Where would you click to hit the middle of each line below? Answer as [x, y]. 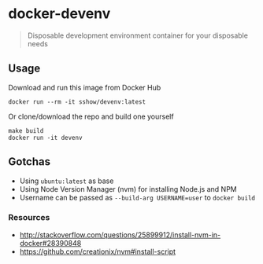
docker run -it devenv [45, 137]
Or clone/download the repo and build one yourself [91, 116]
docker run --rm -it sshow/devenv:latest [77, 102]
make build [26, 130]
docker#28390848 [50, 243]
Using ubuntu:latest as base [67, 181]
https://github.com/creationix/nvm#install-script [97, 251]
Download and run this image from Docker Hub [85, 87]
